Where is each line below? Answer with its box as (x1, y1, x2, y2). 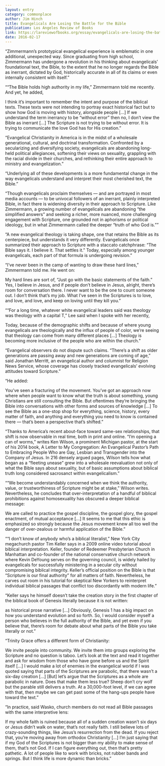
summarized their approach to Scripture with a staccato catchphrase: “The (5, 242, 157, 248)
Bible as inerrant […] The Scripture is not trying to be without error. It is (5, 119, 149, 126)
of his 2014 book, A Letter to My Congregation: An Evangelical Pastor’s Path (5, 444, 159, 450)
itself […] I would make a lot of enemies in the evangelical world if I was (5, 663, 150, 669)
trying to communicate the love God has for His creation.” (5, 125, 122, 131)
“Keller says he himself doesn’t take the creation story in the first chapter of (5, 592, 158, 598)
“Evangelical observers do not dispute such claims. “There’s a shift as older (5, 347, 158, 353)
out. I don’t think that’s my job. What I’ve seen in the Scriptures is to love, (5, 292, 152, 298)
